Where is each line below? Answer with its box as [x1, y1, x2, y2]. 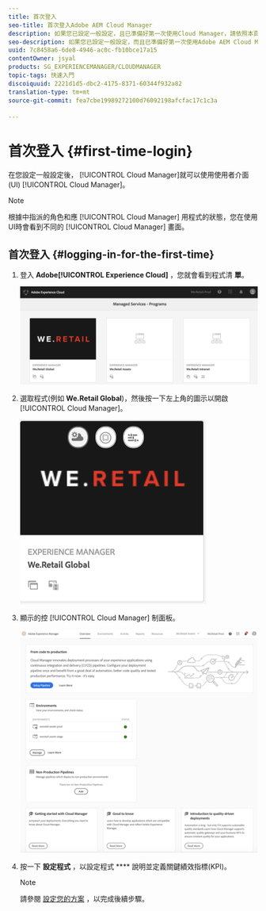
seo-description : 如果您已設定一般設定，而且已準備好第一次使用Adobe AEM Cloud [8, 38, 252, 46]
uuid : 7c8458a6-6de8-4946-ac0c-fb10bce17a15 [8, 46, 158, 55]
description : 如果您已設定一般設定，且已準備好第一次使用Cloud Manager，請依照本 [8, 29, 254, 37]
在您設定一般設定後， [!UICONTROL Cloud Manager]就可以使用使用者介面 [8, 170, 249, 180]
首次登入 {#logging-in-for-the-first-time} [8, 247, 215, 261]
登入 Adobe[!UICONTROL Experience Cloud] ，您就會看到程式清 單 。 [19, 270, 249, 279]
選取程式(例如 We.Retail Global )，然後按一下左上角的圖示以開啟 [19, 393, 229, 404]
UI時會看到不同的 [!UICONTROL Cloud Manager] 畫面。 [8, 222, 189, 232]
